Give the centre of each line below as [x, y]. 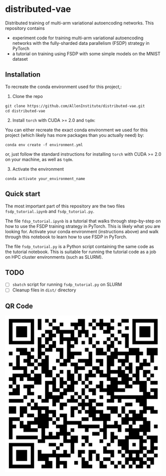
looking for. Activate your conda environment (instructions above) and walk [82, 231]
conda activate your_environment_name [45, 179]
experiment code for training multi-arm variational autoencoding [78, 38]
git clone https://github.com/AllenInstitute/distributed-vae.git [75, 106]
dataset [20, 59]
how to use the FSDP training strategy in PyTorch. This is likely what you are [83, 226]
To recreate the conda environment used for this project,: [64, 87]
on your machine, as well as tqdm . [39, 159]
